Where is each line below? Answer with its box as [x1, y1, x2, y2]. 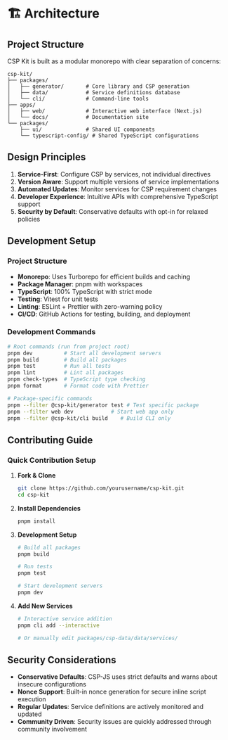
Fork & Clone [17, 471, 56, 480]
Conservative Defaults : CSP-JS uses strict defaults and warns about [17, 672, 217, 681]
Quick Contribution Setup [7, 455, 96, 465]
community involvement [17, 725, 88, 734]
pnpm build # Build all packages [7, 356, 128, 363]
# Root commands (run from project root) [7, 343, 130, 350]
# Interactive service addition [17, 615, 112, 623]
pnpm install [17, 518, 56, 525]
